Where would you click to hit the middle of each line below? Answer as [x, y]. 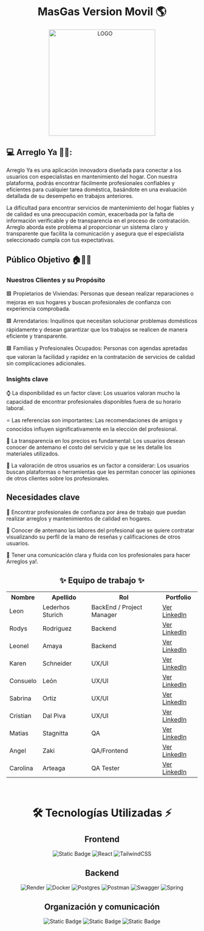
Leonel [19, 646]
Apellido [64, 598]
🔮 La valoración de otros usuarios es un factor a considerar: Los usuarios [98, 465]
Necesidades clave [43, 498]
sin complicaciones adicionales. [46, 363]
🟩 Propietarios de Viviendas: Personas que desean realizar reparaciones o [100, 294]
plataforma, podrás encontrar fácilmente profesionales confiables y [90, 183]
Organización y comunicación [102, 906]
